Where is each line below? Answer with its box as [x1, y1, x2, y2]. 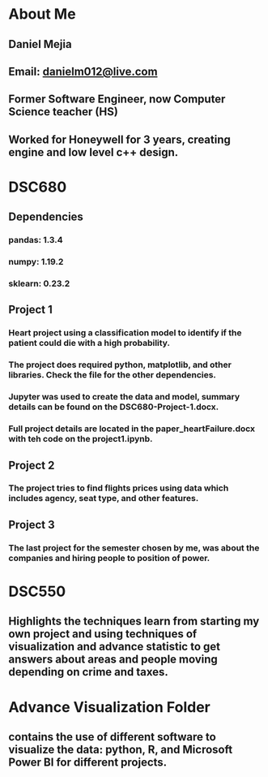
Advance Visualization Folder [8, 697, 211, 716]
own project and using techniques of [8, 627, 198, 641]
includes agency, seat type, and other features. [8, 493, 199, 504]
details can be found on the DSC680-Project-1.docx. [8, 401, 219, 412]
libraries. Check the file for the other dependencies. [8, 369, 217, 381]
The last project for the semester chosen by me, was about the [8, 542, 260, 553]
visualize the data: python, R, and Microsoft [8, 742, 233, 756]
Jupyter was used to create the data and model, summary [8, 391, 240, 403]
